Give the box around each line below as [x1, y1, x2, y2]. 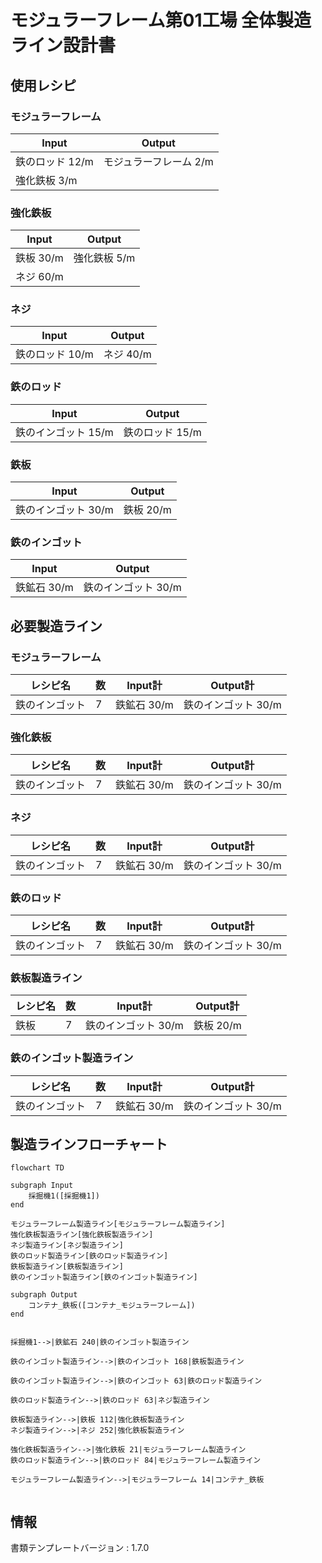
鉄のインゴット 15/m [15, 425, 114, 439]
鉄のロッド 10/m [15, 347, 94, 361]
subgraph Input [10, 1181, 74, 1191]
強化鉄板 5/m [73, 251, 136, 265]
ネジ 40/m [103, 347, 152, 361]
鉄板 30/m [15, 251, 64, 265]
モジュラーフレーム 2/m [103, 154, 214, 168]
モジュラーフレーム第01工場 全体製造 [10, 9, 312, 32]
